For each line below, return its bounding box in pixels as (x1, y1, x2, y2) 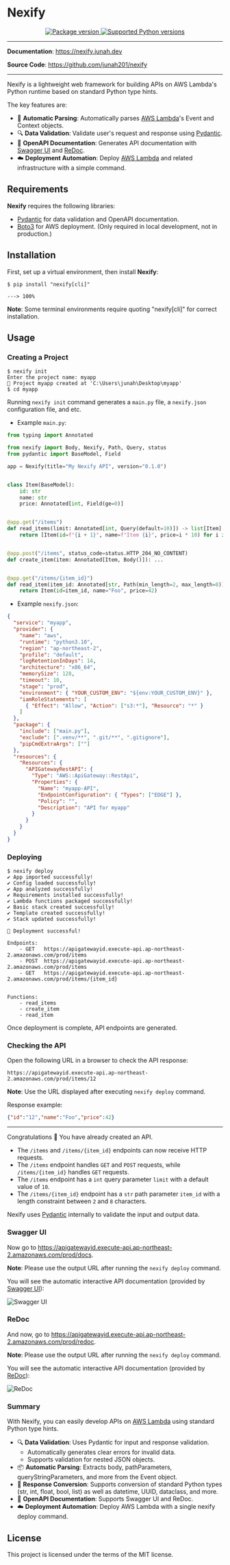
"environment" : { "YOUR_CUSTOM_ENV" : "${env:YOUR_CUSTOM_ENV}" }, (19, 689, 213, 696)
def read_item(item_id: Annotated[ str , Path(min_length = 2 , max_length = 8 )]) (7, 581, 228, 588)
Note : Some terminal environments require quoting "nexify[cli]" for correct (7, 305, 217, 313)
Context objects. (16, 121, 64, 130)
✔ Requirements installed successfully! (7, 892, 125, 899)
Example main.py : (16, 419, 67, 427)
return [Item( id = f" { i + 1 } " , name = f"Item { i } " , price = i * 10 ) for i (19, 532, 219, 539)
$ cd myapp (7, 386, 38, 393)
